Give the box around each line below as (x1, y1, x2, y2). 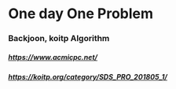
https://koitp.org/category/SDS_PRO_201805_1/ (8, 72, 167, 82)
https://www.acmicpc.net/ (8, 52, 98, 61)
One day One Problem (8, 5, 154, 23)
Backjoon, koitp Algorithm (8, 33, 110, 44)
